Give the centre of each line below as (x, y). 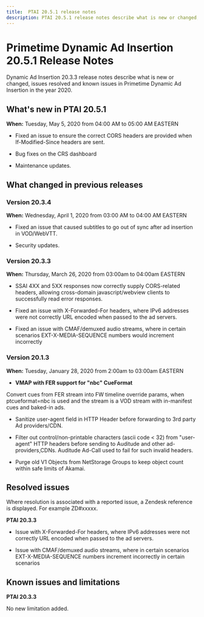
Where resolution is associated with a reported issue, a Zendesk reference (100, 502)
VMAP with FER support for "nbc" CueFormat (74, 383)
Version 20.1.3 (28, 358)
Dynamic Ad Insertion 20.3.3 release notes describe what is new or (90, 77)
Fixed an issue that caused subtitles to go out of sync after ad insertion (104, 227)
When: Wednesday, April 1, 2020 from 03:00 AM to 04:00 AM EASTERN (97, 215)
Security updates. (37, 245)
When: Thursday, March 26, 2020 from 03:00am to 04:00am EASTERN (96, 274)
